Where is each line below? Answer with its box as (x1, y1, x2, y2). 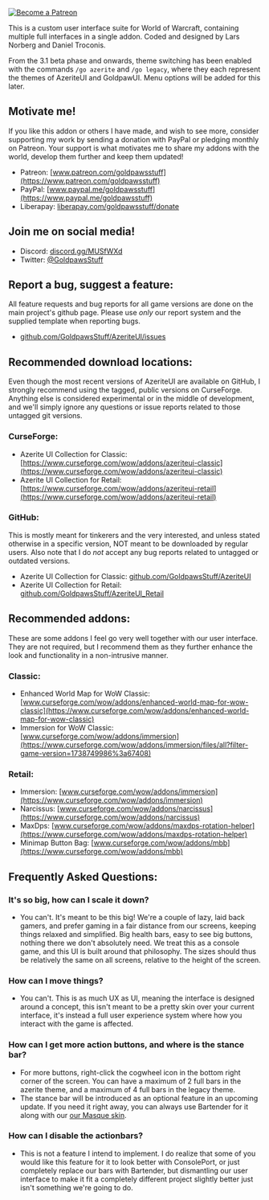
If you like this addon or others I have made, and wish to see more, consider (8, 125, 259, 136)
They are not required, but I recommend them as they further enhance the (8, 642, 253, 651)
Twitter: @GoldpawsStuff (19, 254, 104, 265)
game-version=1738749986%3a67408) (19, 748, 152, 758)
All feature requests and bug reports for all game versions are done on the (8, 299, 254, 309)
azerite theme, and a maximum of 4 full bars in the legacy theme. (19, 1084, 235, 1094)
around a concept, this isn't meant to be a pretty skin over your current (19, 1002, 255, 1012)
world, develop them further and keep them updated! (8, 151, 184, 161)
